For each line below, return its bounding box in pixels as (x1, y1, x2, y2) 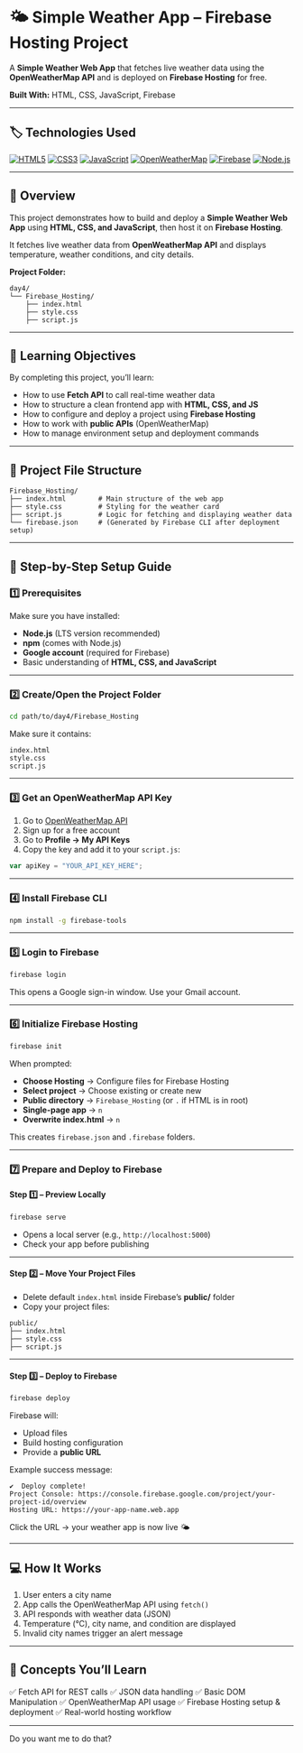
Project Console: (9, 1490, 75, 1499)
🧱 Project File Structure (9, 462, 142, 478)
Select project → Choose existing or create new (22, 1084, 202, 1096)
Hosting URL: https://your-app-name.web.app (9, 1506, 179, 1515)
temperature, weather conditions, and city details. (9, 249, 195, 260)
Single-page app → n (22, 1104, 103, 1115)
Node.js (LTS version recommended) (22, 628, 161, 639)
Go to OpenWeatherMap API (22, 816, 128, 826)
